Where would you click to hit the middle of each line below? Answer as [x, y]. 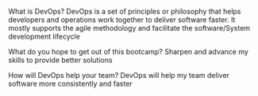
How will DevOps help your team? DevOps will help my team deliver [119, 75]
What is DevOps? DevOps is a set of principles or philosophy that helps [125, 11]
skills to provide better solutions [60, 60]
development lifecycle [44, 36]
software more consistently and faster [70, 83]
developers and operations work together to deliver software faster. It [122, 20]
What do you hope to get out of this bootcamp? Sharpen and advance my [128, 52]
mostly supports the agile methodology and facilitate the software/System [129, 28]
